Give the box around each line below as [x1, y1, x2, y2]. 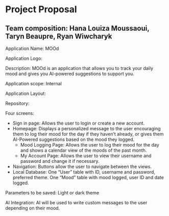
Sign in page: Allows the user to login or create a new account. [12, 120, 145, 126]
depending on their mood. [5, 205, 60, 211]
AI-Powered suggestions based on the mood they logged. [12, 136, 135, 142]
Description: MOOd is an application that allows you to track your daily [5, 65, 154, 71]
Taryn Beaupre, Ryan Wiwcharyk [5, 32, 112, 40]
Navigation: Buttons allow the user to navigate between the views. [12, 163, 152, 170]
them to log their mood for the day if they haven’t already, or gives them [12, 131, 164, 137]
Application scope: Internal [5, 81, 62, 86]
